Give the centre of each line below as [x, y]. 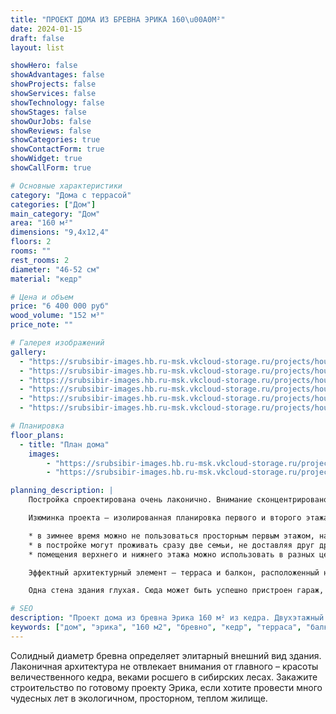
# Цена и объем [42, 297]
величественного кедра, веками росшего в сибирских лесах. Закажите [164, 677]
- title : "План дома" [64, 444]
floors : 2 [31, 242]
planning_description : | [62, 491]
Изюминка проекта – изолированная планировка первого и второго [165, 518]
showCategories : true [55, 140]
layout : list [37, 47]
